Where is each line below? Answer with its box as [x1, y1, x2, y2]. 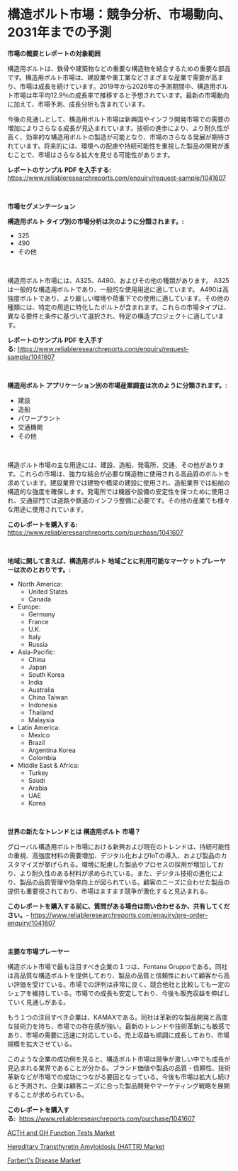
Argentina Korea [28, 746, 76, 754]
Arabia [28, 784, 48, 792]
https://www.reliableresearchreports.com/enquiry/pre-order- [30, 911, 208, 919]
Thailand [28, 708, 55, 717]
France [28, 617, 50, 626]
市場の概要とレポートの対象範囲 [7, 49, 101, 58]
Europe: [17, 602, 41, 611]
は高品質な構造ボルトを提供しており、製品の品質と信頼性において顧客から [7, 971, 225, 980]
